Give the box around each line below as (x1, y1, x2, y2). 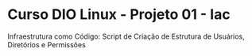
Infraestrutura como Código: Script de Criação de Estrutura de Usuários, (7, 32, 245, 41)
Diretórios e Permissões (7, 39, 87, 49)
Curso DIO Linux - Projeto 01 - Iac (7, 6, 231, 24)
